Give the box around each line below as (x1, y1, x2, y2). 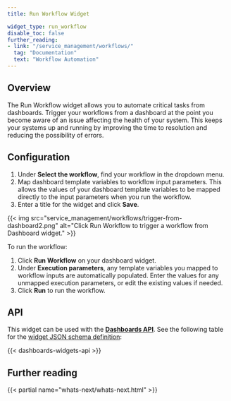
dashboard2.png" (7, 221, 58, 229)
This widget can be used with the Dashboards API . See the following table (7, 325, 224, 334)
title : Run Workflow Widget (7, 10, 90, 18)
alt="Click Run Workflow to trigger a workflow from (59, 221, 209, 229)
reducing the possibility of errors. (7, 131, 104, 139)
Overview (7, 82, 51, 94)
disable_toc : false (7, 30, 65, 37)
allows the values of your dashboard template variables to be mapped (17, 185, 220, 193)
